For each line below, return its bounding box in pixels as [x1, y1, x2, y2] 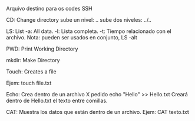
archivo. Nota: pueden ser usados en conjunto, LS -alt [6, 34, 137, 41]
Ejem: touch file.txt [6, 79, 52, 86]
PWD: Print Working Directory [6, 45, 78, 52]
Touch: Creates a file [6, 68, 57, 75]
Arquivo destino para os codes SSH [6, 5, 92, 12]
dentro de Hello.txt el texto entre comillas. [6, 97, 108, 104]
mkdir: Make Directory [6, 57, 60, 63]
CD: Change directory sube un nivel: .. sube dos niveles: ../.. [6, 16, 152, 23]
